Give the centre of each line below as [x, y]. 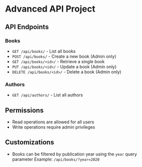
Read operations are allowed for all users [53, 122]
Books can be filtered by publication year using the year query [74, 154]
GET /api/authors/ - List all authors [47, 95]
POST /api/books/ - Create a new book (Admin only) [64, 56]
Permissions [24, 110]
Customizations [30, 142]
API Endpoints [27, 27]
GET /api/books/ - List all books [44, 51]
